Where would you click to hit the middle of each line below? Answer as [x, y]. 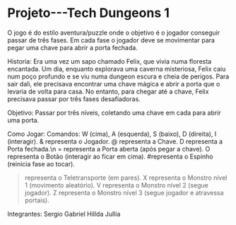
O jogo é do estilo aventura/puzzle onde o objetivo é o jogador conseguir [114, 33]
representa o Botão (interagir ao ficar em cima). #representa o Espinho [110, 156]
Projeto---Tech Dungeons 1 [88, 13]
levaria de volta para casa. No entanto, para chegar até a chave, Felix [108, 91]
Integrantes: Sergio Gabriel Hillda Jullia [64, 214]
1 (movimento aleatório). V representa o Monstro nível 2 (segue [116, 185]
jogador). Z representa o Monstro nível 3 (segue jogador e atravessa [124, 192]
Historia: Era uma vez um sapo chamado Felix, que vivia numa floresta [110, 61]
